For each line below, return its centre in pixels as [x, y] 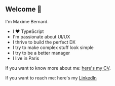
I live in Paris [26, 58]
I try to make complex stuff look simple [53, 47]
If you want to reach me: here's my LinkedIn [51, 78]
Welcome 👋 [24, 9]
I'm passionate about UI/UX [41, 36]
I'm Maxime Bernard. [27, 21]
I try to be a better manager [41, 53]
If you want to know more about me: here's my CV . [58, 68]
